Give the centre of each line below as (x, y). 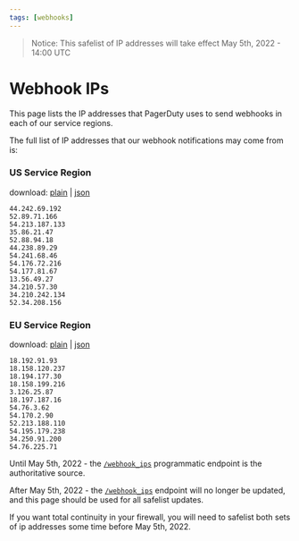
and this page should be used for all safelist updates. (106, 500)
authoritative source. (47, 473)
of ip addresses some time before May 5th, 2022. (100, 527)
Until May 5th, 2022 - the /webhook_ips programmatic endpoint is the (136, 464)
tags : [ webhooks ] (42, 17)
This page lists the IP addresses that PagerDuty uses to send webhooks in (146, 114)
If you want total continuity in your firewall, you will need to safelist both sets (150, 517)
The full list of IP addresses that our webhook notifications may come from (146, 140)
